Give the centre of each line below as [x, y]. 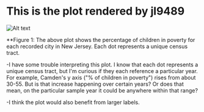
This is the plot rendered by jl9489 [96, 11]
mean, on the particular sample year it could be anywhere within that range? [102, 90]
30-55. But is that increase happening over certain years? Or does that [95, 84]
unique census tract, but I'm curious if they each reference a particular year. [102, 71]
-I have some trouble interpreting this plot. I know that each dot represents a [102, 65]
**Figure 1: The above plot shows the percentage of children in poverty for [101, 40]
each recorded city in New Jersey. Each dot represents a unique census [97, 46]
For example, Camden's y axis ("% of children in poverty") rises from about [101, 77]
